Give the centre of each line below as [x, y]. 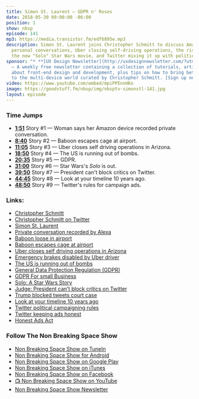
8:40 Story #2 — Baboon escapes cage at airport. [76, 141]
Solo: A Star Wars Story [43, 283]
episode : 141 [22, 34]
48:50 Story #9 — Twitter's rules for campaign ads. [78, 185]
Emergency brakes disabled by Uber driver [67, 257]
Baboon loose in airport [43, 239]
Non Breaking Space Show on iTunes [60, 368]
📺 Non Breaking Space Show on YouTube [66, 381]
